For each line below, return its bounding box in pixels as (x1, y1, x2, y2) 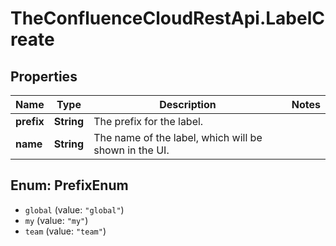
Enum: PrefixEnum (10, 177, 129, 194)
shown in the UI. (93, 143, 170, 157)
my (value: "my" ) (24, 214, 89, 226)
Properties (10, 68, 78, 85)
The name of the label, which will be (93, 131, 263, 144)
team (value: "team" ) (24, 225, 107, 237)
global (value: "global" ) (24, 203, 125, 216)
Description (159, 98, 217, 111)
